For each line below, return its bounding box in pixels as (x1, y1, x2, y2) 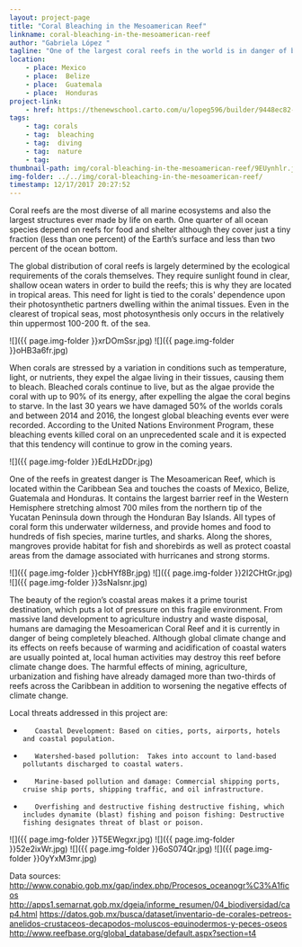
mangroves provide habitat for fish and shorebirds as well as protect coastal (9, 541, 291, 551)
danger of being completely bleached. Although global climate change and (9, 633, 286, 644)
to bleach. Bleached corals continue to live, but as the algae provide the (9, 381, 275, 392)
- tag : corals (25, 122, 78, 131)
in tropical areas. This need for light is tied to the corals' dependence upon (9, 290, 286, 300)
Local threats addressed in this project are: (9, 708, 168, 719)
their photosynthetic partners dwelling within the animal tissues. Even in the (9, 299, 289, 310)
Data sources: (9, 871, 61, 881)
